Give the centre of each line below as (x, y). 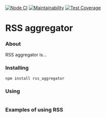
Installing (17, 68)
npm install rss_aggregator (35, 78)
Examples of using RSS (34, 110)
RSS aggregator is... (26, 55)
